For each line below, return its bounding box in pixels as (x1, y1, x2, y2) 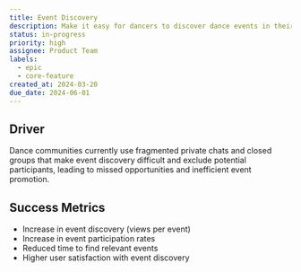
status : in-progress (9, 30, 87, 39)
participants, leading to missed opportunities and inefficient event (9, 164, 253, 175)
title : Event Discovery (9, 13, 99, 22)
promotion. (9, 174, 50, 185)
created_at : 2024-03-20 (9, 80, 99, 89)
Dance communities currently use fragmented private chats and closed (9, 145, 272, 156)
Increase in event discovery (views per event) (21, 224, 191, 234)
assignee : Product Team (9, 47, 99, 56)
